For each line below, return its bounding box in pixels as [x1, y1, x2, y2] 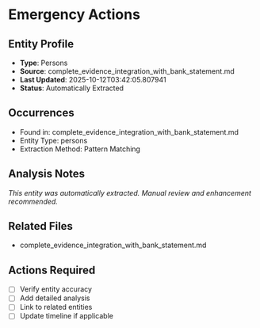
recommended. [8, 196, 58, 206]
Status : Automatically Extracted [19, 83, 124, 93]
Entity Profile [8, 37, 74, 51]
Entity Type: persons [19, 135, 88, 145]
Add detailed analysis [19, 293, 90, 303]
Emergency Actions [8, 6, 141, 24]
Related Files [8, 219, 74, 233]
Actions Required [8, 263, 96, 277]
